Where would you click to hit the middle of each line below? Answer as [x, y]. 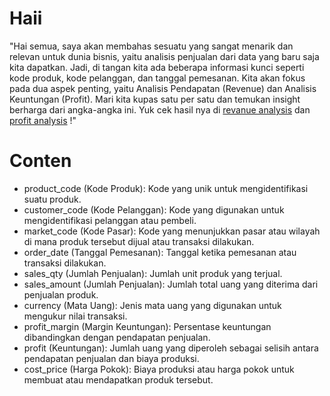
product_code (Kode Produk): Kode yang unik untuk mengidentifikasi [166, 188]
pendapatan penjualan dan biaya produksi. [111, 358]
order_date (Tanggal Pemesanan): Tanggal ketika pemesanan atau [160, 252]
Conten [40, 161]
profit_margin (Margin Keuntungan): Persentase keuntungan [147, 326]
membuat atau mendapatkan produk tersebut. [118, 379]
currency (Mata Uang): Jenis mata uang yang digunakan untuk [152, 305]
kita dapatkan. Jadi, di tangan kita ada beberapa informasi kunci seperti [157, 67]
